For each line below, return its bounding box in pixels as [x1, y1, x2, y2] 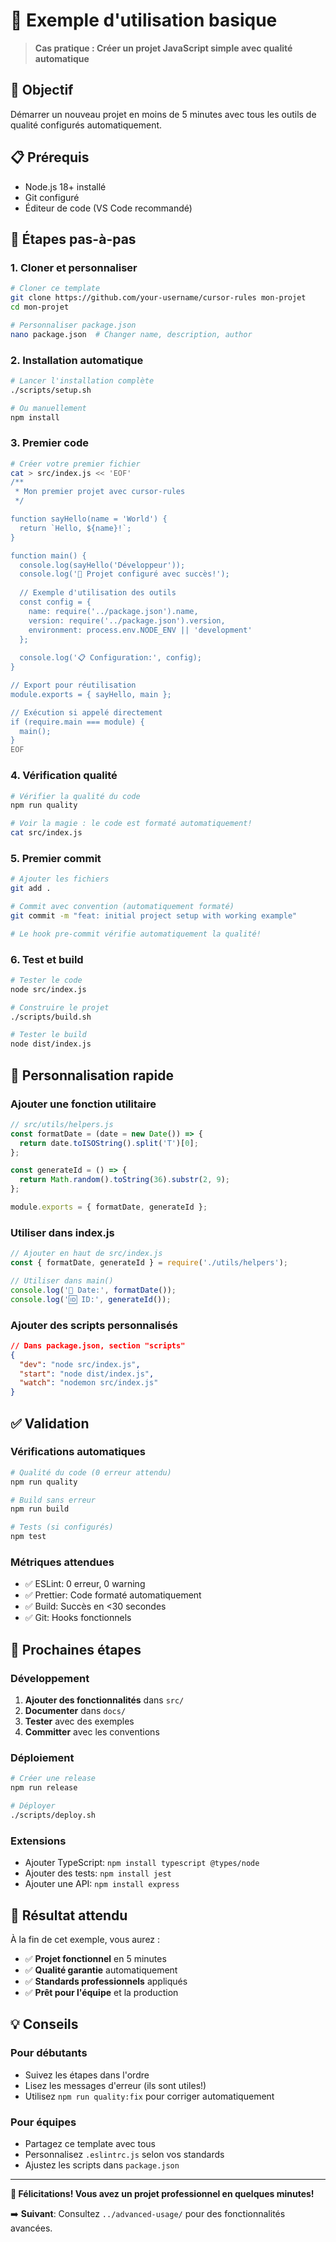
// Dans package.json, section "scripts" [10, 1340, 186, 1351]
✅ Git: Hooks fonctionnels [24, 1612, 132, 1624]
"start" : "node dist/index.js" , [19, 1369, 155, 1379]
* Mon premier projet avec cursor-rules [14, 487, 186, 497]
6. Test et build [10, 952, 84, 966]
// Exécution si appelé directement [10, 707, 163, 718]
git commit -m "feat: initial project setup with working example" [10, 910, 298, 921]
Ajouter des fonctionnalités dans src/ [24, 1694, 185, 1706]
